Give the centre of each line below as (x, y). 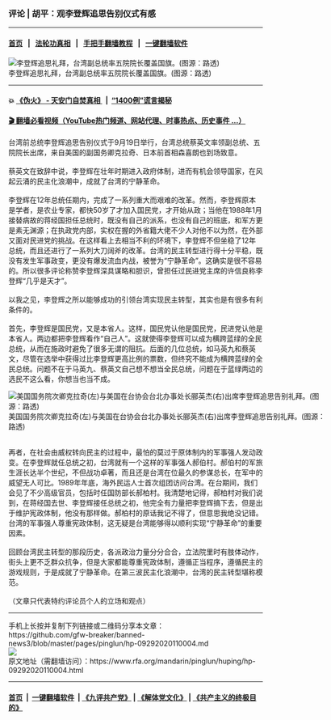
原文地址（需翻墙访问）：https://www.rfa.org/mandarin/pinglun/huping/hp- (132, 661)
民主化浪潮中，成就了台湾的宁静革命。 (100, 181)
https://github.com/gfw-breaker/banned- (77, 635)
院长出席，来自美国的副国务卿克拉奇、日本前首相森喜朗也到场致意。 (128, 153)
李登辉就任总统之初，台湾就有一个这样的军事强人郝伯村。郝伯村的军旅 (146, 463)
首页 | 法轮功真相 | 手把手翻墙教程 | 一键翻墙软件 (98, 43)
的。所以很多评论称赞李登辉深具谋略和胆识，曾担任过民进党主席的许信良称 (132, 271)
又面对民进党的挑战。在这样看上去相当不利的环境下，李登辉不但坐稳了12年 (132, 240)
